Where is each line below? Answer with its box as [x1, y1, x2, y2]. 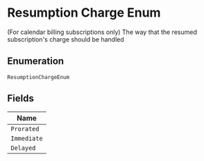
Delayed [10, 144, 36, 152]
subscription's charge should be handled [7, 35, 125, 43]
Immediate [10, 134, 43, 142]
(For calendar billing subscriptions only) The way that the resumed [7, 28, 198, 36]
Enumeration [7, 56, 65, 67]
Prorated [10, 125, 40, 133]
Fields [7, 92, 35, 105]
